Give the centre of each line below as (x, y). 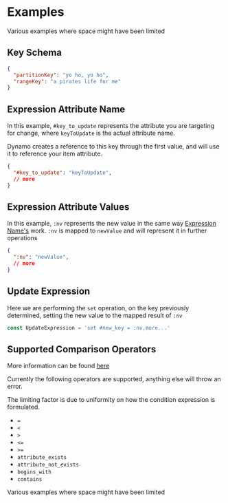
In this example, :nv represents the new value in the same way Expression (112, 224)
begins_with (34, 472)
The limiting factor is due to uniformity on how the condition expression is (111, 400)
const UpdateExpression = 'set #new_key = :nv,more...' (89, 328)
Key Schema (35, 53)
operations (22, 238)
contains (30, 480)
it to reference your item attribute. (55, 154)
